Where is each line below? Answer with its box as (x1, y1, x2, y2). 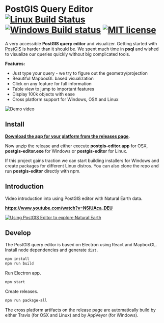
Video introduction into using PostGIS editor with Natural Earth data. (5, 195, 142, 201)
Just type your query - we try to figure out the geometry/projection (12, 70, 148, 76)
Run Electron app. (5, 270, 41, 276)
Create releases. (5, 289, 38, 294)
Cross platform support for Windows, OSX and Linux (12, 96, 119, 102)
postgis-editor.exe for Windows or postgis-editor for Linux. (5, 148, 128, 154)
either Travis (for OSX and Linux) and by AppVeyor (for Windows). (5, 312, 138, 318)
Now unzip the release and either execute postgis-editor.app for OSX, (5, 143, 148, 149)
